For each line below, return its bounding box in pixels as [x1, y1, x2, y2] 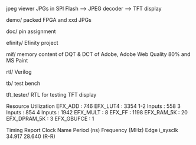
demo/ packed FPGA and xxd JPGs [6, 17, 92, 23]
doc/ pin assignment [6, 28, 56, 35]
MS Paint [6, 57, 28, 64]
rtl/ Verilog [6, 68, 32, 75]
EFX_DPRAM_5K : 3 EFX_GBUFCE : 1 [6, 115, 94, 122]
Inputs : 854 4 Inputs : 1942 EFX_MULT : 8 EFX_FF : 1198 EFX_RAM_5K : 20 [6, 109, 188, 116]
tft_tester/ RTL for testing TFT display [6, 91, 97, 98]
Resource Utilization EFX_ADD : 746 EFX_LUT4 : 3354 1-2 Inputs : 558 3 [6, 103, 181, 110]
